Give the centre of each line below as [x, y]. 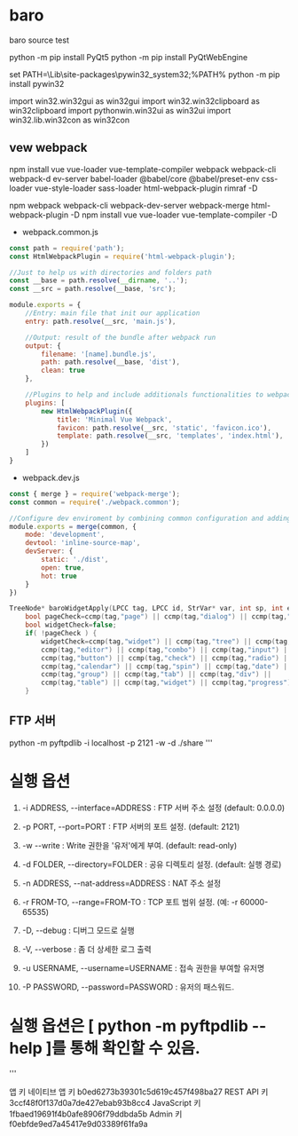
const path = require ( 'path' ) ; [67, 248]
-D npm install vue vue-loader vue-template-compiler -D [174, 215]
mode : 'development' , [65, 535]
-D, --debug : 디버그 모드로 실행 [78, 930]
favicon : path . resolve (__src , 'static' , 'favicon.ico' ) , [164, 428]
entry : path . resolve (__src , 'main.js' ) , [101, 321]
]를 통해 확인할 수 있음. [123, 1048]
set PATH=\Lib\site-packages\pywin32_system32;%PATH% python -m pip [145, 74]
